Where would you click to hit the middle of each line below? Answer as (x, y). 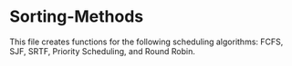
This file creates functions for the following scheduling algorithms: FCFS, (146, 42)
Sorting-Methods (77, 17)
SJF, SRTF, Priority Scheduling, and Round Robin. (103, 51)
